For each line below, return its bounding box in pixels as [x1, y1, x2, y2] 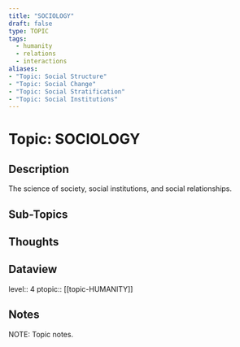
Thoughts [8, 235, 59, 249]
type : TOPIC [8, 27, 49, 35]
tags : [8, 34, 27, 43]
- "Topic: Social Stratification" [8, 87, 126, 96]
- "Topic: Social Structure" [8, 72, 107, 80]
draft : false [8, 20, 53, 28]
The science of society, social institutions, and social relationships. [8, 184, 233, 193]
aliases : [8, 65, 38, 73]
